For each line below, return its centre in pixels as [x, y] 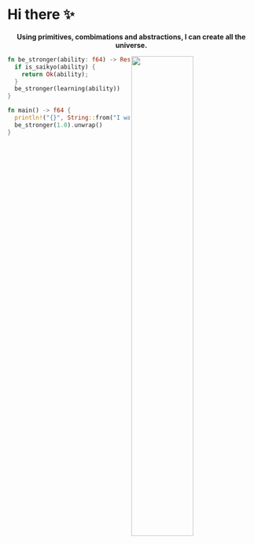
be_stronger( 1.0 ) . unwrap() [59, 125]
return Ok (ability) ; [55, 74]
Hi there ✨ [41, 15]
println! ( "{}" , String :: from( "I [68, 118]
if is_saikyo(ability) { [55, 67]
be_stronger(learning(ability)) [68, 89]
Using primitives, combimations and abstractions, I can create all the [131, 36]
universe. [131, 45]
